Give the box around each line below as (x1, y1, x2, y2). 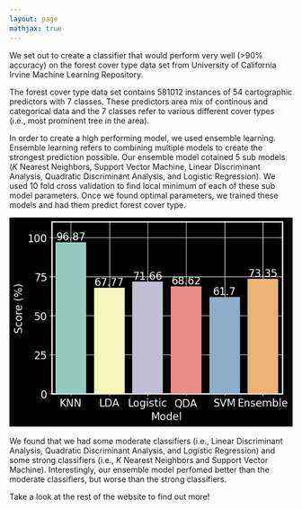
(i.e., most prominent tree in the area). (9, 115, 150, 126)
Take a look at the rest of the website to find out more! (9, 491, 210, 502)
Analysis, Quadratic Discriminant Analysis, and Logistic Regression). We (9, 171, 276, 182)
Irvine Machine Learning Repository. (9, 68, 144, 80)
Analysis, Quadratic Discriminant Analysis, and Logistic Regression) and (9, 445, 276, 456)
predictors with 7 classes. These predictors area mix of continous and (9, 95, 268, 107)
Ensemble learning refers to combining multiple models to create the (9, 142, 263, 153)
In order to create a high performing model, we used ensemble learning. (9, 132, 276, 143)
